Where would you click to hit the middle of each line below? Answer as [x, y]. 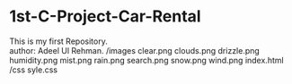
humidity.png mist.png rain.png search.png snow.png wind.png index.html [147, 60]
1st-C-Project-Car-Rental [105, 17]
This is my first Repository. [58, 41]
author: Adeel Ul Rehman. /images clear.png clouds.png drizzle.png [135, 50]
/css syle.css [34, 70]
